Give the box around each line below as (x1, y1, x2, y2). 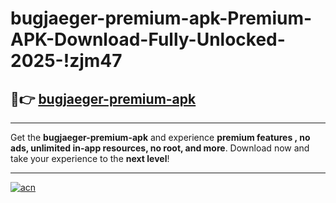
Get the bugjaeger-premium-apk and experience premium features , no (10, 132, 311, 143)
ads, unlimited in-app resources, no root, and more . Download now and (10, 142, 310, 154)
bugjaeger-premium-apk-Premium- (10, 7, 313, 30)
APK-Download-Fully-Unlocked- (10, 28, 286, 51)
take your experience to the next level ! (10, 153, 170, 164)
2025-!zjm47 (10, 50, 123, 72)
